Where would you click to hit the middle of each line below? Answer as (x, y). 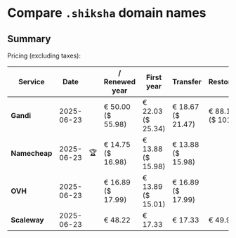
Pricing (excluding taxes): (44, 55)
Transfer (187, 82)
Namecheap (32, 153)
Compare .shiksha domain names (107, 13)
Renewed (119, 82)
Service (32, 82)
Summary (29, 39)
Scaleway (27, 220)
